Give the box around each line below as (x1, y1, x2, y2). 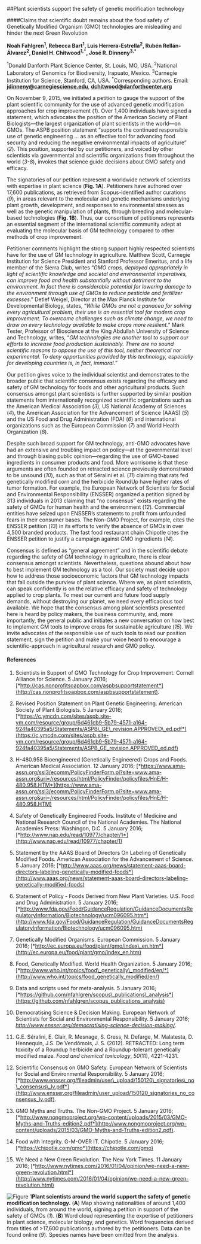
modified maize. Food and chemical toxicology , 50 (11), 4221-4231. (15, 1052, 179, 1060)
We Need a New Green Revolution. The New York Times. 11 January (15, 1156, 183, 1163)
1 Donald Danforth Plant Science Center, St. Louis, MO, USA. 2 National (7, 61, 178, 69)
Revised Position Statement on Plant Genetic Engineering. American (15, 700, 183, 707)
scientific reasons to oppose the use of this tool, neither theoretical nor (7, 347, 181, 354)
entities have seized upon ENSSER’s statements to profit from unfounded (7, 510, 186, 517)
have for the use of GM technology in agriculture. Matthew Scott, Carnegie (7, 251, 190, 259)
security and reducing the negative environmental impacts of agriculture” (7, 139, 187, 146)
